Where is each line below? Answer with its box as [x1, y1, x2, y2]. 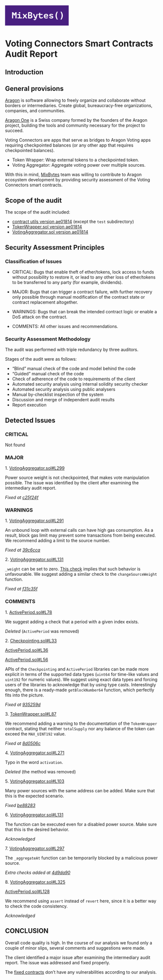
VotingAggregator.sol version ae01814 [12, 229, 89, 235]
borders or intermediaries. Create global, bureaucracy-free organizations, [5, 103, 153, 109]
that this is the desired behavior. [5, 827, 70, 832]
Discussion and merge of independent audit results [12, 397, 115, 403]
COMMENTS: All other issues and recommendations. [12, 323, 118, 329]
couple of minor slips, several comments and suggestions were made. [5, 945, 145, 951]
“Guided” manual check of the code [12, 371, 84, 377]
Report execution [12, 402, 47, 408]
